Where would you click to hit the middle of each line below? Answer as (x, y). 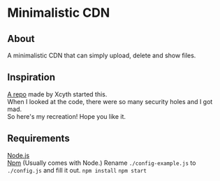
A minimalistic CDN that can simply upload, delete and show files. (102, 55)
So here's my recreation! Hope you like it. (67, 116)
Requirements (38, 139)
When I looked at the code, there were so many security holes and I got (110, 101)
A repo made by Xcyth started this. (57, 94)
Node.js (19, 155)
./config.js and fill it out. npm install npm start (77, 170)
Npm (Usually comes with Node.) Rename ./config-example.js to (102, 163)
